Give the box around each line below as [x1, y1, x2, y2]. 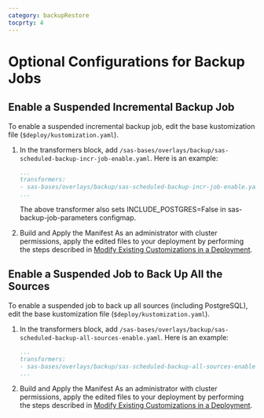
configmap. [99, 213, 137, 222]
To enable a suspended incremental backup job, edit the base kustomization [8, 121, 255, 130]
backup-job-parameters [19, 213, 98, 222]
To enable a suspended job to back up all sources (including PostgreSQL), [8, 300, 248, 310]
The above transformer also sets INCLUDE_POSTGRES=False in [19, 205, 226, 214]
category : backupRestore [8, 11, 90, 20]
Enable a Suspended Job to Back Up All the [8, 268, 223, 281]
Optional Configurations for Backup [8, 53, 245, 71]
